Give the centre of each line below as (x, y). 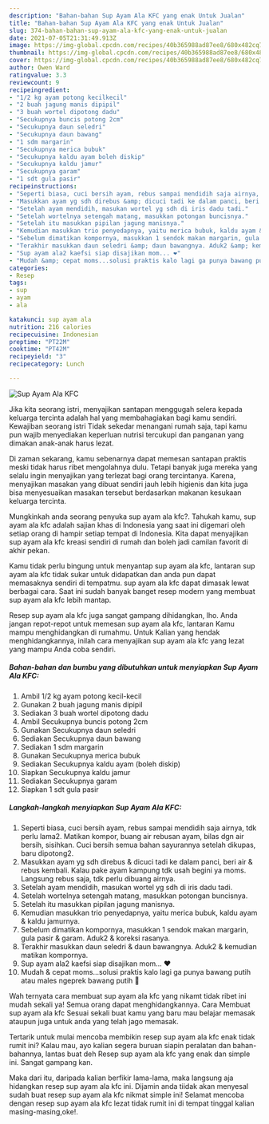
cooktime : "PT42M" (40, 349)
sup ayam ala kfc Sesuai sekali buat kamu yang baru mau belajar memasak (132, 1013)
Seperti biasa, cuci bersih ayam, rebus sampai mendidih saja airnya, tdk (138, 828)
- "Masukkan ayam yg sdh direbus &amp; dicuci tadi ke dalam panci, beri (134, 201)
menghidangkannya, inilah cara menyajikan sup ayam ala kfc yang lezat (127, 640)
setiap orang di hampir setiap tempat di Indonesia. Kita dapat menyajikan (129, 533)
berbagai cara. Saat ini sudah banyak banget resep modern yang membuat (133, 591)
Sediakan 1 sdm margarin (62, 746)
